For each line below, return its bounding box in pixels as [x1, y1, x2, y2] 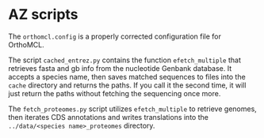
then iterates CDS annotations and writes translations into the [8, 112, 209, 121]
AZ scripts [8, 6, 78, 24]
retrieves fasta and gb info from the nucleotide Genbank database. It [8, 63, 232, 73]
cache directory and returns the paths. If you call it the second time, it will [8, 80, 247, 90]
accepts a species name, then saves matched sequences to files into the [8, 72, 246, 81]
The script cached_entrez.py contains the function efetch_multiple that [8, 55, 242, 65]
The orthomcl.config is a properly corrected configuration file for [8, 32, 222, 41]
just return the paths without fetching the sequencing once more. [8, 88, 221, 98]
